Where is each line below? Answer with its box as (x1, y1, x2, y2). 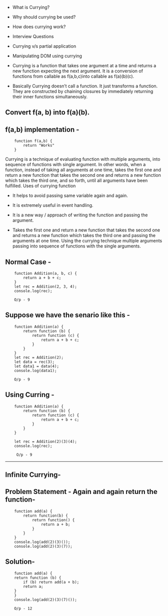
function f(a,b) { (14, 139, 52, 144)
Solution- (5, 557, 35, 566)
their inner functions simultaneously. (12, 94, 88, 99)
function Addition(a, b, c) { (14, 271, 77, 276)
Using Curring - (5, 391, 54, 399)
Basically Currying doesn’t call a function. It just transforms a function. (12, 83, 158, 89)
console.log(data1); (14, 368, 57, 373)
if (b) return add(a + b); (23, 579, 79, 584)
